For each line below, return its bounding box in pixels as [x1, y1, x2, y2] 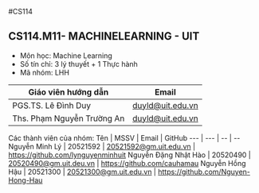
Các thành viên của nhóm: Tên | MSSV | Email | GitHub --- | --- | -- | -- [8, 133, 241, 142]
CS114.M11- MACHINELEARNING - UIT [8, 29, 200, 43]
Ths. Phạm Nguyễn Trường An [12, 113, 125, 124]
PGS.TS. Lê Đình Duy [12, 99, 92, 110]
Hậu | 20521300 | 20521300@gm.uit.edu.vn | [8, 167, 157, 176]
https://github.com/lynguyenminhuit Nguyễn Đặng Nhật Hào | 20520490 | [8, 150, 251, 160]
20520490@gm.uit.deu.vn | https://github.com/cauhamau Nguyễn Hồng [8, 158, 246, 168]
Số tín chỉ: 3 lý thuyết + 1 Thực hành [19, 59, 138, 68]
